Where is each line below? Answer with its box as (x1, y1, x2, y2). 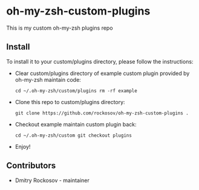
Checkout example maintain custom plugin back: (15, 120, 137, 128)
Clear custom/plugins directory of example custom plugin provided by (15, 70, 190, 77)
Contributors (6, 160, 56, 171)
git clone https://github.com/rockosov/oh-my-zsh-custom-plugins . (15, 110, 189, 116)
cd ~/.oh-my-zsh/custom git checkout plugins (15, 132, 132, 139)
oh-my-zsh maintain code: (15, 76, 82, 83)
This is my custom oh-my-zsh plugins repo (6, 24, 113, 31)
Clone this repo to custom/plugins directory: (15, 98, 125, 105)
